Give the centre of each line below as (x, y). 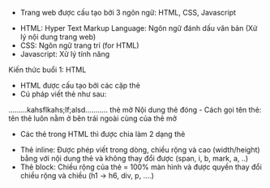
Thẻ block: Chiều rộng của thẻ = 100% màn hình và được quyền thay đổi (141, 167)
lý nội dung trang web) (58, 37)
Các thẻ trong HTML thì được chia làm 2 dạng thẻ (103, 134)
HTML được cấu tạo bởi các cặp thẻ (80, 85)
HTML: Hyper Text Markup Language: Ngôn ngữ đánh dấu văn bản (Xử (139, 28)
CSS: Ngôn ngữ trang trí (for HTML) (79, 45)
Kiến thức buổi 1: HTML (47, 70)
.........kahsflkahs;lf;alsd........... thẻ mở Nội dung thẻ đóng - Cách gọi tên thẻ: (135, 110)
